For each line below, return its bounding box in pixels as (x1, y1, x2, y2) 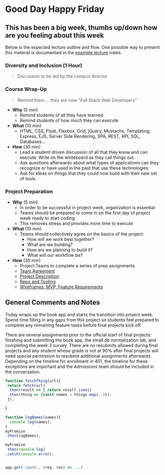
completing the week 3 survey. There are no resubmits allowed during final (5, 342, 158, 348)
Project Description (19, 273, 59, 279)
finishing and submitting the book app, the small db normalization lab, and (5, 337, 156, 343)
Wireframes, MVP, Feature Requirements (19, 284, 103, 290)
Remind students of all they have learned (19, 112, 104, 118)
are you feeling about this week (5, 31, 104, 39)
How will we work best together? (27, 236, 94, 242)
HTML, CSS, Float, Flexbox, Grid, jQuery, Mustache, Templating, (19, 128, 151, 134)
